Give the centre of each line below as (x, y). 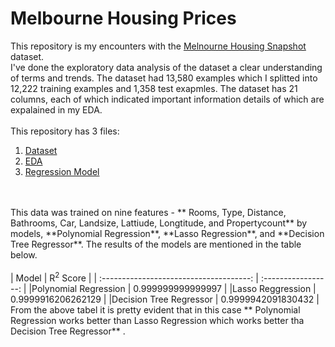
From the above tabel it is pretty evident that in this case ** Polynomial (155, 309)
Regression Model (62, 171)
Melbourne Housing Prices (123, 18)
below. (24, 254)
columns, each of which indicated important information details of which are (167, 99)
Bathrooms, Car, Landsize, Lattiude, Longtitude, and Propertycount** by (159, 223)
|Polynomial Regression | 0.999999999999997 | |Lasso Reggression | (172, 288)
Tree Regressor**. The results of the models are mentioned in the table (156, 244)
